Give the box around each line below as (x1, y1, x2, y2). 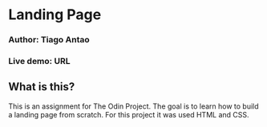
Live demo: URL (8, 56, 71, 67)
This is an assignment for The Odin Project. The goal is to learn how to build (8, 101, 259, 111)
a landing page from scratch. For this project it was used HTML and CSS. (8, 109, 250, 119)
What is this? (8, 80, 75, 93)
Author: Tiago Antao (8, 34, 90, 46)
